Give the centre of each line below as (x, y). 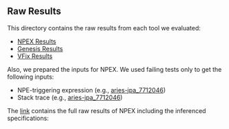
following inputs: (31, 77)
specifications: (28, 118)
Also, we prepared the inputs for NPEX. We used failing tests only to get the (114, 69)
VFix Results (35, 56)
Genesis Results (40, 48)
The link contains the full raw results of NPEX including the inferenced (107, 110)
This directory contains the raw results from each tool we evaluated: (104, 28)
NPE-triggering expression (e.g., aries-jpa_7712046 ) (91, 90)
